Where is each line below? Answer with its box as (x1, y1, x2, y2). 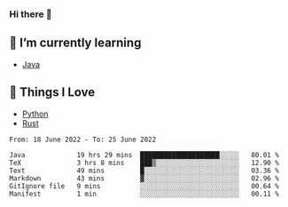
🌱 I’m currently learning (9, 36, 142, 51)
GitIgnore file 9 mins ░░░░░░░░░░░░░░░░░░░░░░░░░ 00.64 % (9, 181, 279, 190)
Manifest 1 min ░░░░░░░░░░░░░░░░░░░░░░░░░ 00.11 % (9, 189, 279, 198)
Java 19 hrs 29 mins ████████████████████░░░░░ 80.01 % (9, 150, 279, 159)
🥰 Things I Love (9, 84, 96, 100)
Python (21, 108, 49, 119)
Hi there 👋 (9, 8, 53, 20)
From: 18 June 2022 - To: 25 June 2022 (9, 135, 157, 144)
